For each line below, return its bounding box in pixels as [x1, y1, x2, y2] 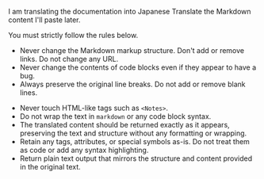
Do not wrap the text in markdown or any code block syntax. [19, 112, 212, 121]
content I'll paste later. [8, 15, 81, 25]
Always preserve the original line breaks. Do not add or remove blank [19, 79, 246, 89]
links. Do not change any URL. [19, 55, 119, 63]
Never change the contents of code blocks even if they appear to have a [19, 63, 257, 72]
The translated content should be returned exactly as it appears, [19, 120, 230, 129]
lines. [19, 88, 38, 97]
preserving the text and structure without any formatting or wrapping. [19, 128, 247, 138]
